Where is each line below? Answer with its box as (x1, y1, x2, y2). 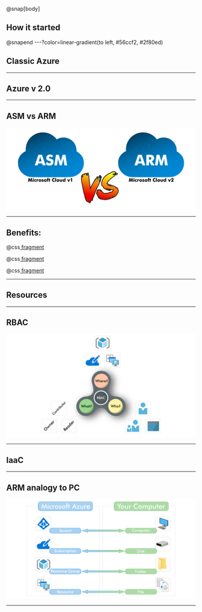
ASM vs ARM (6, 111, 57, 121)
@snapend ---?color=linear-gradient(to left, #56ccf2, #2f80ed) (6, 39, 164, 46)
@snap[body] (6, 5, 40, 12)
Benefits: (6, 228, 41, 238)
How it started (6, 22, 61, 33)
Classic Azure (6, 56, 60, 66)
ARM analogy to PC (6, 482, 80, 492)
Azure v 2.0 (6, 84, 51, 94)
